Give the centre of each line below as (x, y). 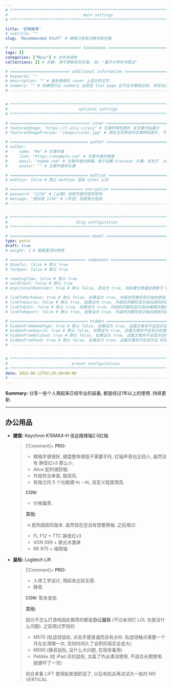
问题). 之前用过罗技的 (52, 626)
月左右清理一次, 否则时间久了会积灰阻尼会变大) (82, 643)
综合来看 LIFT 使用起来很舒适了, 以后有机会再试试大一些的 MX (91, 674)
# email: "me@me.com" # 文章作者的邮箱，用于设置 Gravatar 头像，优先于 (82, 161)
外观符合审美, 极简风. (55, 476)
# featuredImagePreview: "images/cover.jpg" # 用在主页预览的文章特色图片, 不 (86, 133)
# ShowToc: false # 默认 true (37, 265)
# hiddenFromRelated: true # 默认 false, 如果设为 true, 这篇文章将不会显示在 (85, 336)
